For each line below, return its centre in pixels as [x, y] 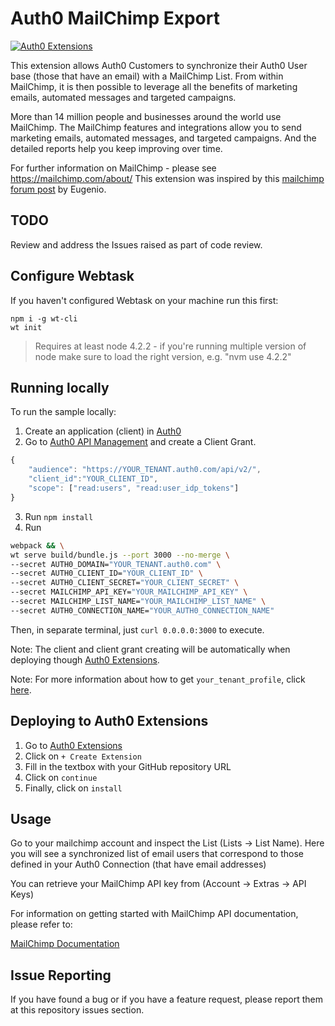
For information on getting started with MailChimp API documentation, [154, 914]
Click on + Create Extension [83, 756]
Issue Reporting [61, 975]
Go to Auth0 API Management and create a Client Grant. [140, 442]
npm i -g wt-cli [44, 318]
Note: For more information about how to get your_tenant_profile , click [158, 679]
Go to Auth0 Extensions [73, 745]
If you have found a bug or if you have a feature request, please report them [167, 999]
